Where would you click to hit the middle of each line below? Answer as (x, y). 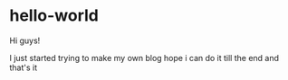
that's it (24, 67)
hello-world (54, 16)
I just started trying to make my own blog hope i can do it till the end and (144, 58)
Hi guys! (25, 40)
